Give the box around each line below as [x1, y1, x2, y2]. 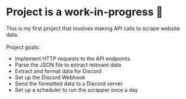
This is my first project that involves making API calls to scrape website [6, 25, 180, 32]
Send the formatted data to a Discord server [14, 80, 123, 87]
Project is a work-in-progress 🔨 [6, 5, 163, 19]
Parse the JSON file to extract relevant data [14, 61, 122, 68]
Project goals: [6, 44, 40, 51]
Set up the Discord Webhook [14, 74, 86, 81]
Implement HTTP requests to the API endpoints [14, 55, 131, 62]
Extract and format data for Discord [14, 67, 102, 74]
